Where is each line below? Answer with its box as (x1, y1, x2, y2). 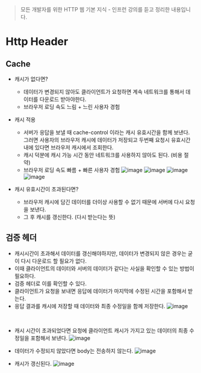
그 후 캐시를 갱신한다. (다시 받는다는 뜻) (23, 214, 116, 220)
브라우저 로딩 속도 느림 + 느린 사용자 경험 (23, 103, 120, 110)
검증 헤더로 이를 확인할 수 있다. (14, 280, 87, 287)
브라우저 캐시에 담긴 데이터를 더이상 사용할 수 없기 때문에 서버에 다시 (23, 199, 184, 205)
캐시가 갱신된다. (14, 360, 52, 367)
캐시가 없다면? (14, 75, 49, 82)
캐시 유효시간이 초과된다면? (14, 186, 79, 193)
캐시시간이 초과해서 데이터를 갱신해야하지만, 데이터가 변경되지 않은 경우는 (14, 250, 187, 257)
